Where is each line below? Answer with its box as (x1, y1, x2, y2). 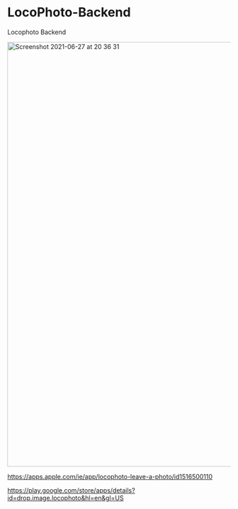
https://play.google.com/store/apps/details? (7, 486, 136, 494)
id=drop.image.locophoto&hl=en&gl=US (7, 493, 124, 502)
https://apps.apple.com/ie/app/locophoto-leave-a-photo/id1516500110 (7, 472, 213, 481)
